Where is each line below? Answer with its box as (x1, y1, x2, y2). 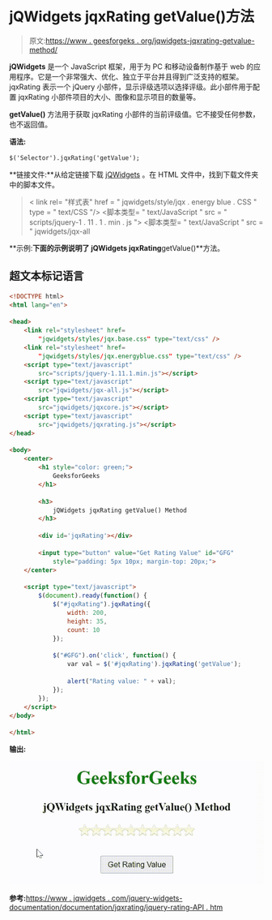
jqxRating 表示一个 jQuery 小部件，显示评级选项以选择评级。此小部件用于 (9, 82, 253, 92)
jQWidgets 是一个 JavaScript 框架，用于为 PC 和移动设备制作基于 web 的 (9, 62, 254, 71)
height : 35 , (66, 617, 108, 626)
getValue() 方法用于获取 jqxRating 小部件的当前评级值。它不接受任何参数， (9, 109, 260, 118)
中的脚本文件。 (9, 179, 59, 189)
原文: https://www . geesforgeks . (28, 36, 139, 45)
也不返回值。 (9, 119, 52, 129)
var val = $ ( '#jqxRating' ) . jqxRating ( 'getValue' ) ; (66, 660, 242, 669)
